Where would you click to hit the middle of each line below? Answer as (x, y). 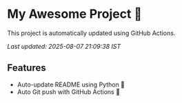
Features (27, 68)
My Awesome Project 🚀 (75, 14)
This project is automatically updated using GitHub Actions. (91, 33)
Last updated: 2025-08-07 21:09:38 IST (64, 46)
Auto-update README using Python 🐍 (71, 84)
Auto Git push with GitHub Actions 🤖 (69, 91)
